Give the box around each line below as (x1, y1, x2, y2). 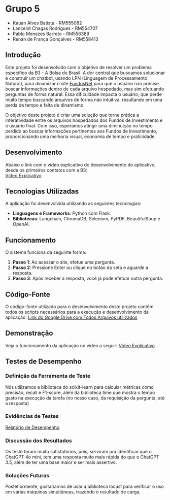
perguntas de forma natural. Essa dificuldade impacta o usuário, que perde (5, 91, 162, 97)
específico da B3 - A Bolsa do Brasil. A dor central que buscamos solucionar (5, 70, 165, 76)
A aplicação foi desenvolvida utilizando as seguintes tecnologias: (5, 201, 142, 207)
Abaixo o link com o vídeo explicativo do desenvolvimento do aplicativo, (5, 161, 156, 168)
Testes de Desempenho (5, 357, 82, 366)
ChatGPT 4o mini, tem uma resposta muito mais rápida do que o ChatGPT (5, 454, 160, 460)
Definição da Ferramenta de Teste (5, 373, 91, 380)
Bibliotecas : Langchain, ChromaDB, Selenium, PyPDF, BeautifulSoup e (12, 216, 161, 222)
